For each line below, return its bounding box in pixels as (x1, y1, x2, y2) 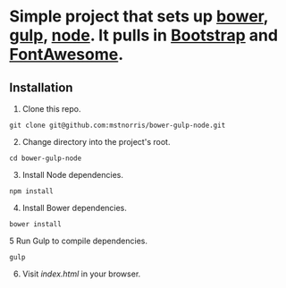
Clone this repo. (21, 104, 81, 114)
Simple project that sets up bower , (9, 6, 269, 27)
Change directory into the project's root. (21, 137, 171, 147)
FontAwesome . (9, 45, 124, 64)
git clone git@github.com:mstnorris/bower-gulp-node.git (9, 121, 226, 130)
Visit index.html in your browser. (21, 268, 141, 279)
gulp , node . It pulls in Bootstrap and (9, 25, 279, 46)
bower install (9, 220, 63, 229)
